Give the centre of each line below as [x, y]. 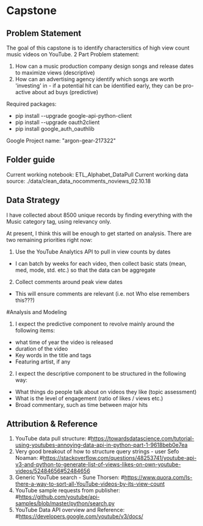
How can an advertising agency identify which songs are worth [94, 79]
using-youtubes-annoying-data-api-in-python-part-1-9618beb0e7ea [101, 445]
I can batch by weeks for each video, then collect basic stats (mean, [101, 263]
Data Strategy [33, 200]
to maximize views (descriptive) [55, 73]
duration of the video [41, 348]
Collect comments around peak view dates [69, 282]
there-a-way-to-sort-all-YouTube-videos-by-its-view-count [90, 484]
